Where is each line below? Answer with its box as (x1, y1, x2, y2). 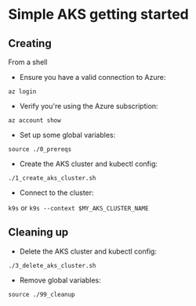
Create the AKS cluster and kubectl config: (19, 159, 158, 168)
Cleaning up (8, 225, 69, 239)
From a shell (8, 57, 48, 67)
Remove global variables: (19, 275, 101, 285)
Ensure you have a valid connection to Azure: (19, 73, 166, 81)
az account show (8, 117, 61, 124)
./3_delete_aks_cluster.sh (8, 261, 96, 269)
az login (8, 88, 37, 95)
